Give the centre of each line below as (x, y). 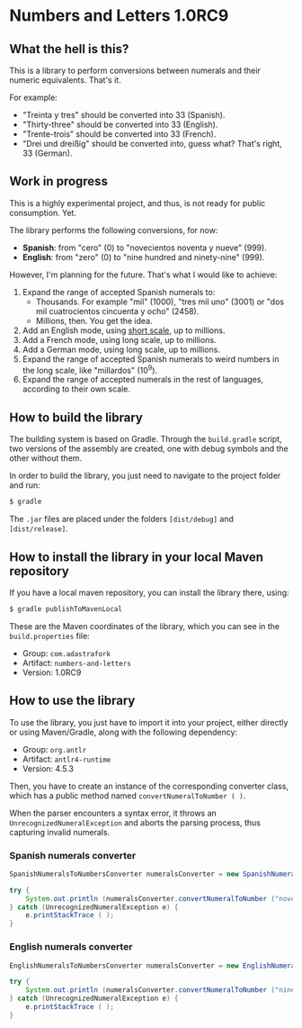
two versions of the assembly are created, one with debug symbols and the (149, 449)
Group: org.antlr (54, 749)
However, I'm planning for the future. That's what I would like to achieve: (143, 275)
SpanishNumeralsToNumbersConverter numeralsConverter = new (124, 874)
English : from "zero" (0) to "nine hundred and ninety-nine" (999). (143, 257)
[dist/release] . (39, 528)
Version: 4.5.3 (48, 768)
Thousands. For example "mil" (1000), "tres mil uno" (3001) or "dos (160, 302)
